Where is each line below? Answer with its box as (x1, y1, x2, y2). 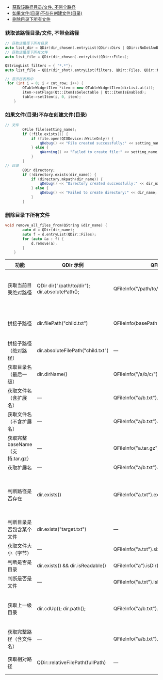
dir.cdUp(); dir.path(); (37, 605, 86, 612)
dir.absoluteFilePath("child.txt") (37, 347, 109, 354)
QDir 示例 (62, 262, 84, 269)
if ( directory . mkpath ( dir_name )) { (31, 176, 103, 182)
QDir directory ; (22, 168, 55, 173)
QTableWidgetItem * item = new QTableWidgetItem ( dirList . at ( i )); (22, 85, 155, 91)
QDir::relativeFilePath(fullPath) (37, 659, 106, 666)
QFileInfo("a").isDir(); (113, 562, 162, 569)
